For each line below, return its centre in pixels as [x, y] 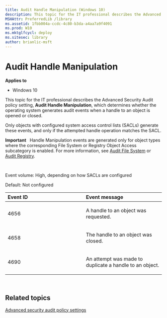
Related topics [28, 298]
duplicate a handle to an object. [123, 265]
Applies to [16, 80]
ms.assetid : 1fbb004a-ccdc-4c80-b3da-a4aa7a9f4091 [59, 24]
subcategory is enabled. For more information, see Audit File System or [78, 151]
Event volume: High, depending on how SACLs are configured [69, 175]
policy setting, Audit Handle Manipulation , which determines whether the [81, 105]
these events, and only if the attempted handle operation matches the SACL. [83, 130]
